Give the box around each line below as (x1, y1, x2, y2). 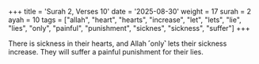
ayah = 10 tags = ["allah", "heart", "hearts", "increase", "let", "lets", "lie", (8, 15, 242, 24)
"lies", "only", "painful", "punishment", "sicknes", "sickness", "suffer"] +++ (8, 24, 251, 32)
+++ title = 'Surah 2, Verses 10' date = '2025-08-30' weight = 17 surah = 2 (8, 7, 252, 16)
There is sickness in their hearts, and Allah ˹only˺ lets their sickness (8, 39, 227, 48)
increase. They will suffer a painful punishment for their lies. (8, 47, 204, 56)
